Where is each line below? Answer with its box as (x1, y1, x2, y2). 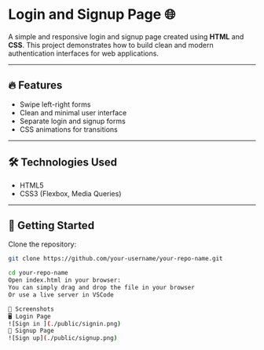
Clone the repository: (8, 239, 77, 249)
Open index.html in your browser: (8, 276, 122, 284)
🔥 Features (8, 78, 63, 92)
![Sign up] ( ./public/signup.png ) (8, 334, 118, 342)
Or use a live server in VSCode (8, 290, 114, 299)
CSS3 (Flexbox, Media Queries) (19, 188, 122, 198)
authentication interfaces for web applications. (8, 49, 159, 58)
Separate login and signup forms (19, 116, 126, 126)
